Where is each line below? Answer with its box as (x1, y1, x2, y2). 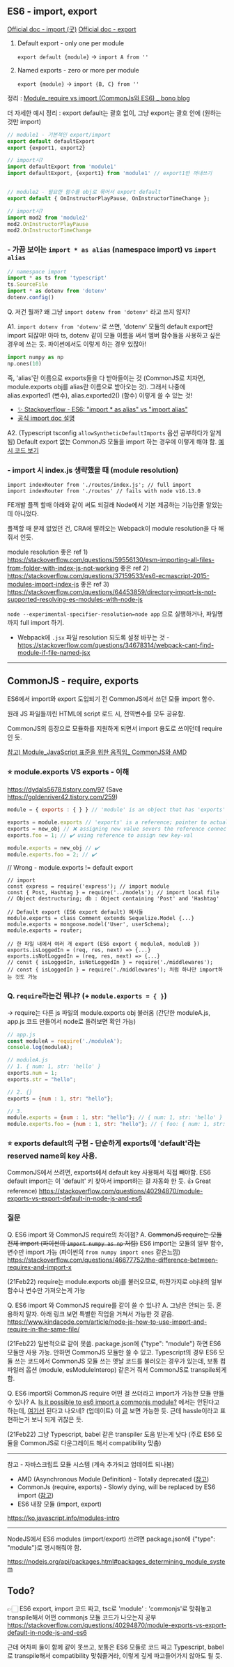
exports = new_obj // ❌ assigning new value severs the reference (7, 825, 205, 832)
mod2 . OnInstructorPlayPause (7, 220, 89, 227)
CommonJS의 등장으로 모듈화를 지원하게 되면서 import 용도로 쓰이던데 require (7, 724, 223, 732)
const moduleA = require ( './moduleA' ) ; (7, 1037, 123, 1045)
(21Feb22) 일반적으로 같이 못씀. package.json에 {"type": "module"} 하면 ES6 (7, 1339, 221, 1348)
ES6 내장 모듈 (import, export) (17, 1500, 102, 1508)
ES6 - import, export (7, 6, 97, 17)
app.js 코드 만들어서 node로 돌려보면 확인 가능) (7, 1017, 136, 1025)
